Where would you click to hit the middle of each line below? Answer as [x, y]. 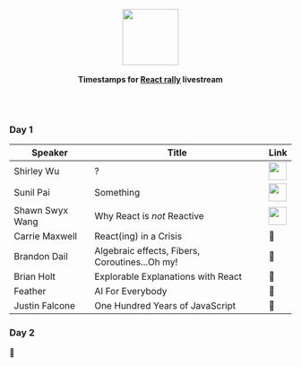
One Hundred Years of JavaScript [164, 306]
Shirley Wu [37, 171]
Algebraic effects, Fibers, [146, 251]
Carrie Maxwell [46, 236]
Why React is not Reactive [149, 216]
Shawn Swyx [41, 211]
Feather [30, 292]
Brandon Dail [41, 257]
